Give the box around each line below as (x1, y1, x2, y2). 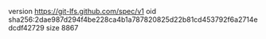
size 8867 (46, 23, 79, 32)
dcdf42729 (8, 23, 45, 32)
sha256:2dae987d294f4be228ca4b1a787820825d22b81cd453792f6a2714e (8, 15, 259, 24)
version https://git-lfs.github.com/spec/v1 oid (8, 7, 157, 16)
